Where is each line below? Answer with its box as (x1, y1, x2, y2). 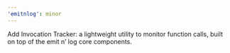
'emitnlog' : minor (7, 10, 62, 18)
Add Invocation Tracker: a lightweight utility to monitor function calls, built (7, 30, 224, 38)
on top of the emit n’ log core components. (7, 37, 133, 46)
